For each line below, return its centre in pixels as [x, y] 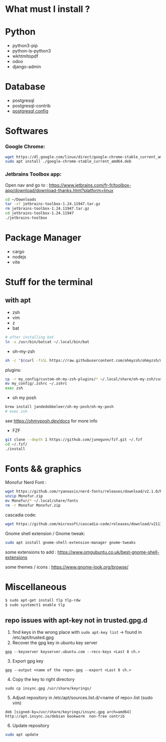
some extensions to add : [31, 552]
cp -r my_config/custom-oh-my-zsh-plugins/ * [52, 379]
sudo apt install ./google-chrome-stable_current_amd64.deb [68, 162]
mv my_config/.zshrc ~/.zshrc [36, 384]
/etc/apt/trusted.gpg [33, 638]
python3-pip [25, 46]
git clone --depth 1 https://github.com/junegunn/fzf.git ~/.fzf [74, 439]
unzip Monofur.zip [24, 496]
